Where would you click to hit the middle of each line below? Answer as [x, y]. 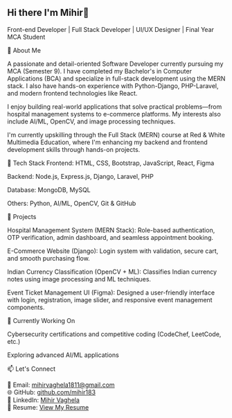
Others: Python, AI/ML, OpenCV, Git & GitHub [72, 203]
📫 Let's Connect [32, 369]
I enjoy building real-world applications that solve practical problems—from [115, 106]
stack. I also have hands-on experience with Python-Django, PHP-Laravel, [113, 86]
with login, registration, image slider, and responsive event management [110, 299]
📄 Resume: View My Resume [48, 407]
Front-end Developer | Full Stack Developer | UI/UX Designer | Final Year [111, 29]
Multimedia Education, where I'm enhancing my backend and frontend [107, 142]
